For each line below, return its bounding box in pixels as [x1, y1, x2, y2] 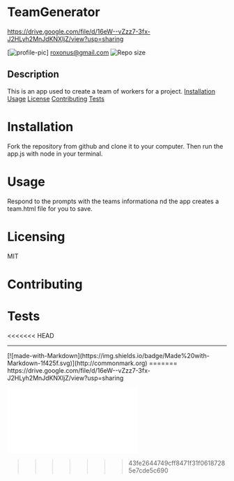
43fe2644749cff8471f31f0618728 [128, 459, 226, 467]
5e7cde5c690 [128, 466, 169, 475]
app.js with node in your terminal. [7, 149, 103, 158]
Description [7, 68, 59, 80]
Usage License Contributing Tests [7, 94, 104, 103]
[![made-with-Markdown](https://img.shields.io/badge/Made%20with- [7, 351, 210, 360]
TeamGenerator [7, 4, 100, 20]
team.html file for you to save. [7, 204, 93, 213]
